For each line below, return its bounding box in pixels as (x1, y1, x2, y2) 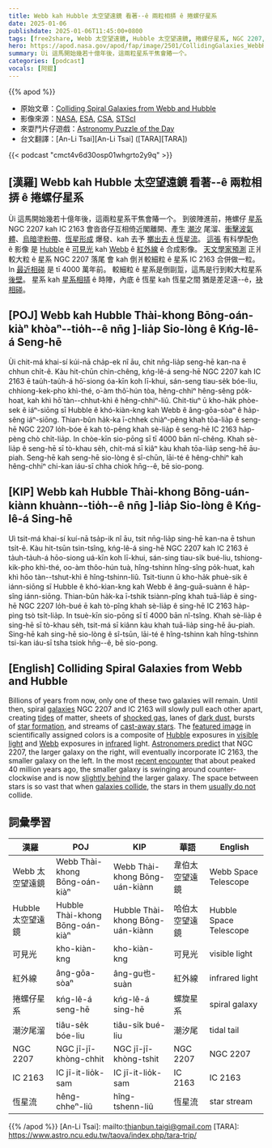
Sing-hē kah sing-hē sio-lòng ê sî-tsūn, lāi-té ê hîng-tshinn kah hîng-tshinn (8, 629, 259, 640)
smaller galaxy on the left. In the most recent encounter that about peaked (8, 756, 256, 765)
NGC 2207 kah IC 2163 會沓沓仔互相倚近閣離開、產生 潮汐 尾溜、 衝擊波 (8, 223, 247, 233)
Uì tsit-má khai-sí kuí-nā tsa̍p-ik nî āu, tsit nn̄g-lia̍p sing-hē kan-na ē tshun (8, 534, 256, 543)
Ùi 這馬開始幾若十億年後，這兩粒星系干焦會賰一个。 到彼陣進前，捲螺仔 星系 (8, 214, 263, 223)
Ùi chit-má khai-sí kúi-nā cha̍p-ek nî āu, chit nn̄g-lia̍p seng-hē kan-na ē (8, 357, 247, 367)
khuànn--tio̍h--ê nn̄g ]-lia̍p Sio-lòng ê (39, 499, 233, 512)
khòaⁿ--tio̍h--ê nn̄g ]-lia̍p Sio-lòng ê (31, 321, 217, 336)
